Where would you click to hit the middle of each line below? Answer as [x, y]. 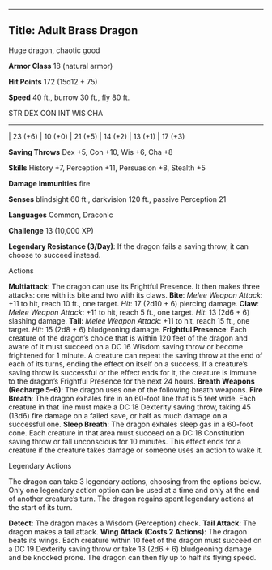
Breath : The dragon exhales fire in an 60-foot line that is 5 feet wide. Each [132, 398]
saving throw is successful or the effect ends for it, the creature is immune [132, 372]
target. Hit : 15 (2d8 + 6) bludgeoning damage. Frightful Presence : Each [127, 329]
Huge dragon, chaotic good [54, 50]
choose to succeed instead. [55, 255]
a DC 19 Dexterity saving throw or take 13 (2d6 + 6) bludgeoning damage [130, 549]
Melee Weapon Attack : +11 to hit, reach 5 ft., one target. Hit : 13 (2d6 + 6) [129, 312]
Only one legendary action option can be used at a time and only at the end [134, 490]
